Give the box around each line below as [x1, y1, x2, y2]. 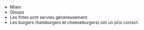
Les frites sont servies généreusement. [9, 15, 89, 20]
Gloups [9, 9, 24, 15]
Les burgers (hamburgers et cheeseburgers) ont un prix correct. [9, 19, 139, 25]
